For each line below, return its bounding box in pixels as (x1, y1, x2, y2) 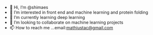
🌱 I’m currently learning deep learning (9, 15, 85, 20)
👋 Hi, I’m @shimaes (9, 5, 48, 10)
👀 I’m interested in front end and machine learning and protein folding (9, 9, 149, 15)
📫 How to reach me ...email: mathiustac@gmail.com (9, 25, 113, 30)
